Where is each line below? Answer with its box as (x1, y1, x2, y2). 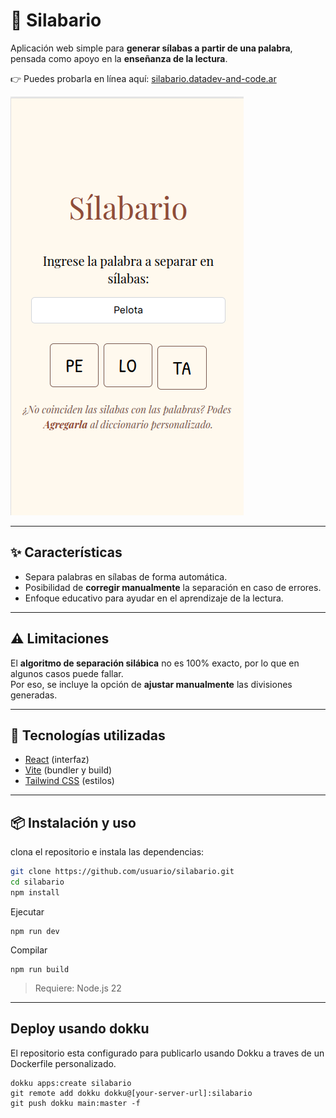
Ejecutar (10, 905, 45, 918)
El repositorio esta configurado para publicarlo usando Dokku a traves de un (10, 1047, 325, 1059)
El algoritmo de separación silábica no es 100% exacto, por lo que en (10, 657, 300, 669)
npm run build (10, 964, 70, 974)
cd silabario (10, 877, 65, 888)
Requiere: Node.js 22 (34, 982, 122, 994)
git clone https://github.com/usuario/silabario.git (10, 867, 235, 877)
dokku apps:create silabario (10, 1078, 132, 1088)
